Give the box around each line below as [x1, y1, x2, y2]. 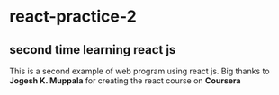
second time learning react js [9, 42, 176, 57]
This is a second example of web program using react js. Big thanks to [9, 65, 270, 76]
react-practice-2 [9, 6, 137, 27]
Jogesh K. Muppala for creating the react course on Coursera [9, 75, 241, 86]
